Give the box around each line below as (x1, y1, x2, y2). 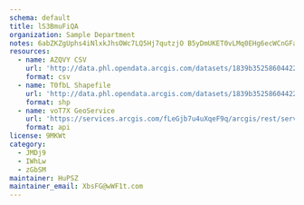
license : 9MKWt (9, 132, 67, 141)
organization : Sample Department (9, 30, 136, 39)
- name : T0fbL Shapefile (17, 81, 111, 90)
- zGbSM (17, 165, 47, 174)
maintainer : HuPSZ (9, 173, 79, 182)
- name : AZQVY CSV (17, 55, 88, 64)
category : (9, 140, 47, 149)
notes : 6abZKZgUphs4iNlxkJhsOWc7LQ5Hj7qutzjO (9, 38, 184, 48)
